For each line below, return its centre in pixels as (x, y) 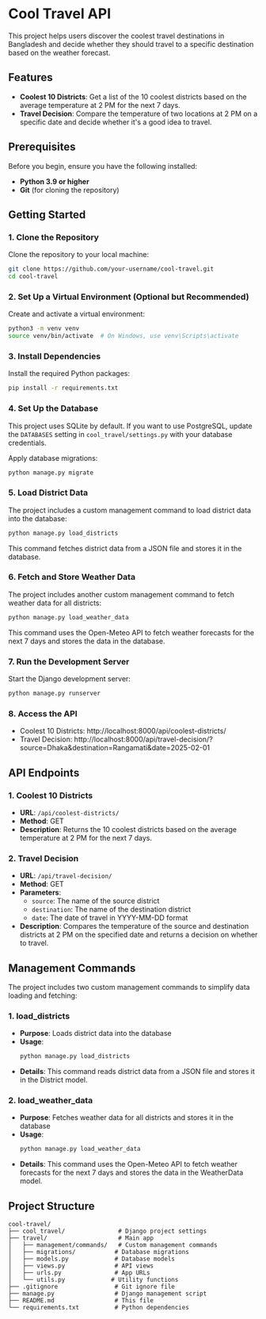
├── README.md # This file (81, 1301)
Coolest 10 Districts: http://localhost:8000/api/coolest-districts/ (123, 731)
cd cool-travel (33, 277)
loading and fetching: (43, 995)
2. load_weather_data (51, 1101)
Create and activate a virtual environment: (76, 314)
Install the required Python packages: (69, 374)
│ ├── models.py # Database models (92, 1259)
